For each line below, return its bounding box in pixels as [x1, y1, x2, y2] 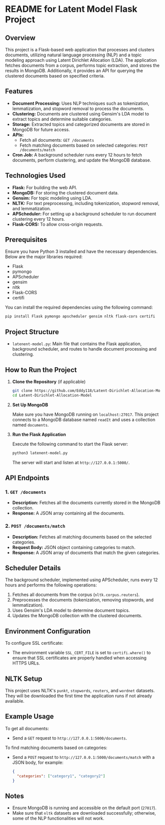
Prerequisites [5, 236, 47, 244]
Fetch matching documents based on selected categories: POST [19, 142, 148, 148]
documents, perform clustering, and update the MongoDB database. [12, 157, 151, 163]
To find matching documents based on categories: [5, 745, 107, 750]
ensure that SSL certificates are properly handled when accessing [12, 655, 147, 661]
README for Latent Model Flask [5, 3, 138, 15]
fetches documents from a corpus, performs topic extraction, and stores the [5, 63, 160, 68]
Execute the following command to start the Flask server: [12, 441, 129, 447]
